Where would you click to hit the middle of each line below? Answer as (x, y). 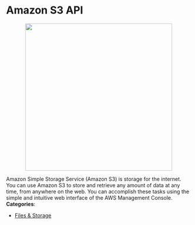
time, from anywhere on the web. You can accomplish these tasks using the (98, 191)
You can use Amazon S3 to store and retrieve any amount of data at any (93, 185)
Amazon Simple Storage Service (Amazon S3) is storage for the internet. (94, 179)
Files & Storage (33, 215)
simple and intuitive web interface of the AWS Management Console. (89, 197)
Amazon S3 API (45, 10)
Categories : (21, 204)
